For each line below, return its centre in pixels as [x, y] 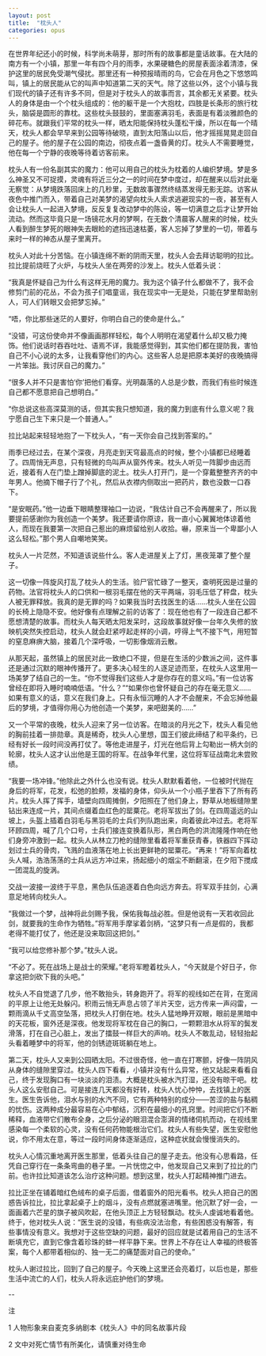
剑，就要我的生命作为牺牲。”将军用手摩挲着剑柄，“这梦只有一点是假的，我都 [131, 924]
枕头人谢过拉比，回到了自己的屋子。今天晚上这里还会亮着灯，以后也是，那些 [133, 1269]
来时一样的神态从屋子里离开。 [57, 239]
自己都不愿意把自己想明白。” [53, 392]
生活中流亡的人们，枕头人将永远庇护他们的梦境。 [88, 1278]
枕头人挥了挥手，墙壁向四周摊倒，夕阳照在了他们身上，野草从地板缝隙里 [140, 801]
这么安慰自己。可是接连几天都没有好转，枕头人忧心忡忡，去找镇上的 [133, 1090]
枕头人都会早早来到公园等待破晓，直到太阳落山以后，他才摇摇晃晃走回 [136, 133]
